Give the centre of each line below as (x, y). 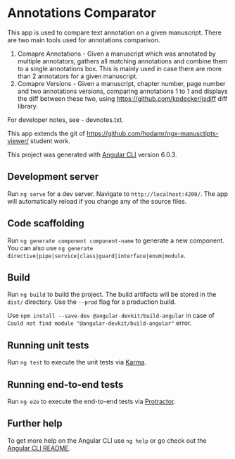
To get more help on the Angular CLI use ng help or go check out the (107, 440)
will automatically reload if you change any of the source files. (97, 201)
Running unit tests (48, 345)
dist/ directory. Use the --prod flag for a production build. (91, 302)
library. (28, 106)
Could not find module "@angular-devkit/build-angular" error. (100, 323)
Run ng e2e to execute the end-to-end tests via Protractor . (91, 401)
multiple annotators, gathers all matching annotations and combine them (122, 61)
